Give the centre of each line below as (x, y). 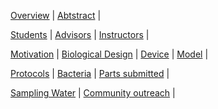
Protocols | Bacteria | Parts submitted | (90, 73)
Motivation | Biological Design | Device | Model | (109, 54)
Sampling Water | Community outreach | (93, 93)
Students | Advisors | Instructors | (80, 34)
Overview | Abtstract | (56, 15)
